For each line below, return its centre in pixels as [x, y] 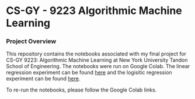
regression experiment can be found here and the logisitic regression [89, 73]
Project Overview [31, 41]
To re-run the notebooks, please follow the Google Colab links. [81, 90]
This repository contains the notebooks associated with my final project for [96, 54]
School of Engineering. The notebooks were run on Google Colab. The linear [98, 66]
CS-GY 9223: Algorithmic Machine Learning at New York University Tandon [97, 60]
